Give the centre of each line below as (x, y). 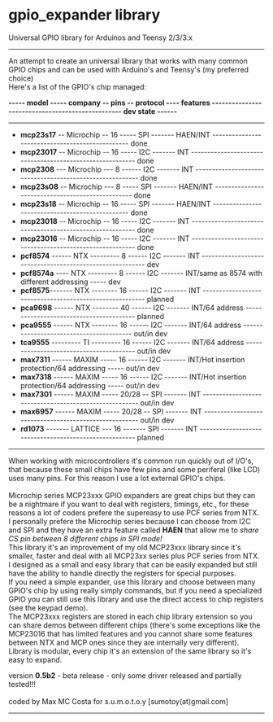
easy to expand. (35, 659)
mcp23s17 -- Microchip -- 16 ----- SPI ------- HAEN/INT (115, 134)
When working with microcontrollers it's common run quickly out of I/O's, (131, 461)
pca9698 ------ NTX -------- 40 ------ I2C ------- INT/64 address (132, 308)
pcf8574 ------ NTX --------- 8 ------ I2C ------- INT (110, 256)
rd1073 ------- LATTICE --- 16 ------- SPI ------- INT (109, 428)
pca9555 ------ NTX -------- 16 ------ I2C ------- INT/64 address (131, 325)
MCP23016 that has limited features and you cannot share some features (131, 633)
